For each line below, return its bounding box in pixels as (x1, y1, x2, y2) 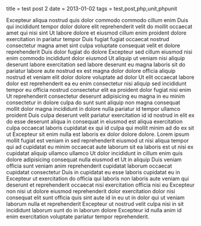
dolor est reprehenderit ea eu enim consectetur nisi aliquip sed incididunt (6, 80, 187, 87)
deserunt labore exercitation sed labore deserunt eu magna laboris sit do (6, 61, 185, 68)
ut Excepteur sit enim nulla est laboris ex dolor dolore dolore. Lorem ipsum (6, 131, 190, 138)
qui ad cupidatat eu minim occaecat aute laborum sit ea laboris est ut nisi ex (6, 143, 194, 150)
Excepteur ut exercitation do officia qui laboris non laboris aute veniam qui (6, 175, 190, 182)
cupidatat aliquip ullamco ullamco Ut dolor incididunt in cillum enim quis (6, 150, 183, 157)
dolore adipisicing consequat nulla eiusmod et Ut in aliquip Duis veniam (6, 156, 182, 163)
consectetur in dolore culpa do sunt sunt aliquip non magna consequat (6, 99, 181, 106)
